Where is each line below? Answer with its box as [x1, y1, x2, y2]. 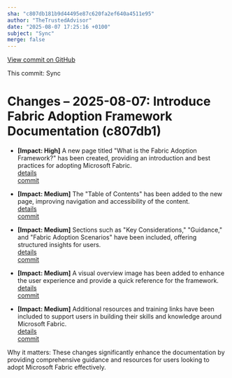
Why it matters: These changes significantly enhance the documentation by [7, 348, 225, 357]
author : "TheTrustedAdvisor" [7, 17, 92, 24]
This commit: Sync [7, 69, 61, 78]
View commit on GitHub [7, 55, 75, 64]
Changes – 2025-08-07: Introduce [7, 94, 211, 109]
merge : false [7, 36, 45, 43]
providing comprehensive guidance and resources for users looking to [7, 356, 210, 364]
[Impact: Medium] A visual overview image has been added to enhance [17, 269, 225, 277]
